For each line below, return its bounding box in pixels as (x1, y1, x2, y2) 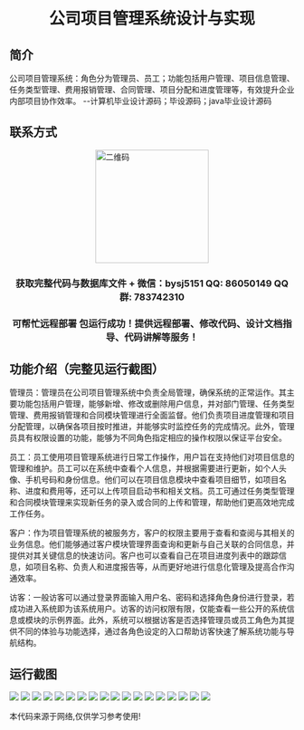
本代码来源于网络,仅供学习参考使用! (9, 711, 142, 722)
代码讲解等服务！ (123, 331, 199, 343)
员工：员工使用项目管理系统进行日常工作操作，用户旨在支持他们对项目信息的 (9, 452, 295, 463)
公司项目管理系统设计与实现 (48, 8, 255, 29)
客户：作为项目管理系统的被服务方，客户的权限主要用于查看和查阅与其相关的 (9, 527, 295, 539)
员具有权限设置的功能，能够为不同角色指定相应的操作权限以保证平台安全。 (9, 432, 287, 444)
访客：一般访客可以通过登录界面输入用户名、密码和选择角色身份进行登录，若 (9, 592, 295, 603)
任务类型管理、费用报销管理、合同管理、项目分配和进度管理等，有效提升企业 (9, 84, 295, 95)
